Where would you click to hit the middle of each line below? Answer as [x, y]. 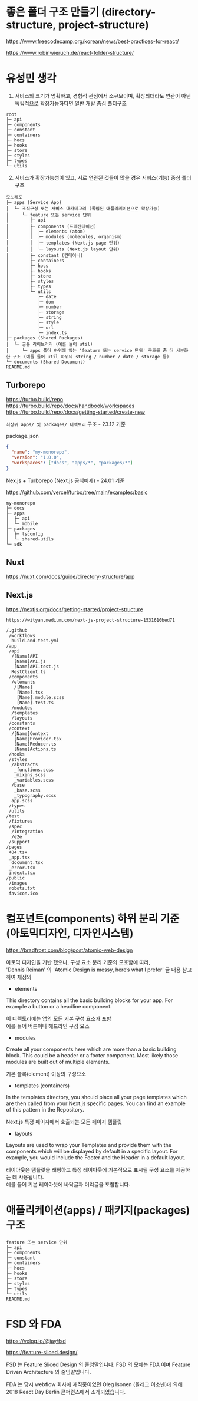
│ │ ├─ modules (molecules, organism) [64, 236]
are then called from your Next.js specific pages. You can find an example [96, 1103]
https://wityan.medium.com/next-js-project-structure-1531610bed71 [91, 620]
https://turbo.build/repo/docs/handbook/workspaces [70, 406]
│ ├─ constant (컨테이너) [45, 255]
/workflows [22, 635]
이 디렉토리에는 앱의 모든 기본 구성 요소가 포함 [59, 1018]
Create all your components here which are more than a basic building [91, 1049]
